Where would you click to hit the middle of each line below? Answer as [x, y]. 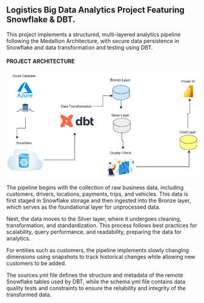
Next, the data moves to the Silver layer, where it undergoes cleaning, [94, 219]
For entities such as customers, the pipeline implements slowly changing [98, 250]
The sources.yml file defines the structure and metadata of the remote [95, 275]
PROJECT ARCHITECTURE [41, 61]
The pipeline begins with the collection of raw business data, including [95, 188]
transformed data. [29, 295]
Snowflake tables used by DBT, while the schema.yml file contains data [96, 282]
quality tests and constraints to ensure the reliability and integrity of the [96, 288]
